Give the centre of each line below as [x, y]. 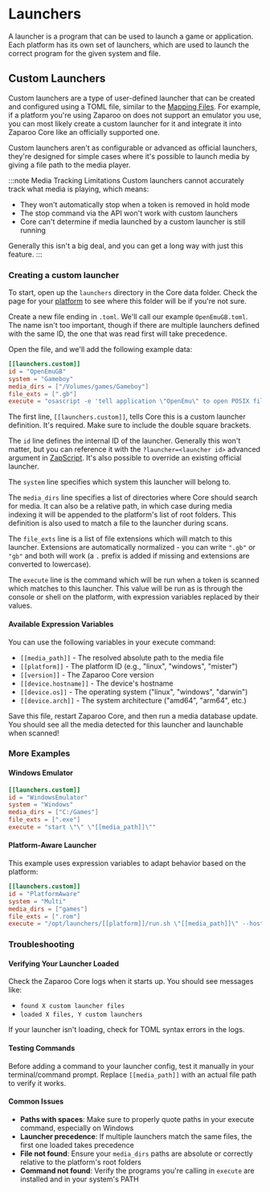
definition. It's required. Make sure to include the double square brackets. [130, 425]
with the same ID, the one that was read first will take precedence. [118, 334]
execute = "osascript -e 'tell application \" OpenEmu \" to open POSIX [129, 401]
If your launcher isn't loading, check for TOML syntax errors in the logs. [127, 1030]
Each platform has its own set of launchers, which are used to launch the [129, 44]
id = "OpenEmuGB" [37, 371]
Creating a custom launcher [64, 275]
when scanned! [34, 733]
